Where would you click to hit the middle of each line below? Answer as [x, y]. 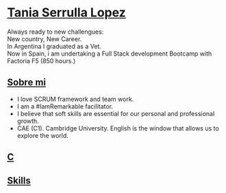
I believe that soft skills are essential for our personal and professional [116, 113]
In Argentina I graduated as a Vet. [54, 46]
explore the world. [42, 135]
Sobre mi [27, 83]
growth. [28, 121]
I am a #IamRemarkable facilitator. [65, 106]
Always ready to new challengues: [55, 32]
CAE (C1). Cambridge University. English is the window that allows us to [118, 128]
